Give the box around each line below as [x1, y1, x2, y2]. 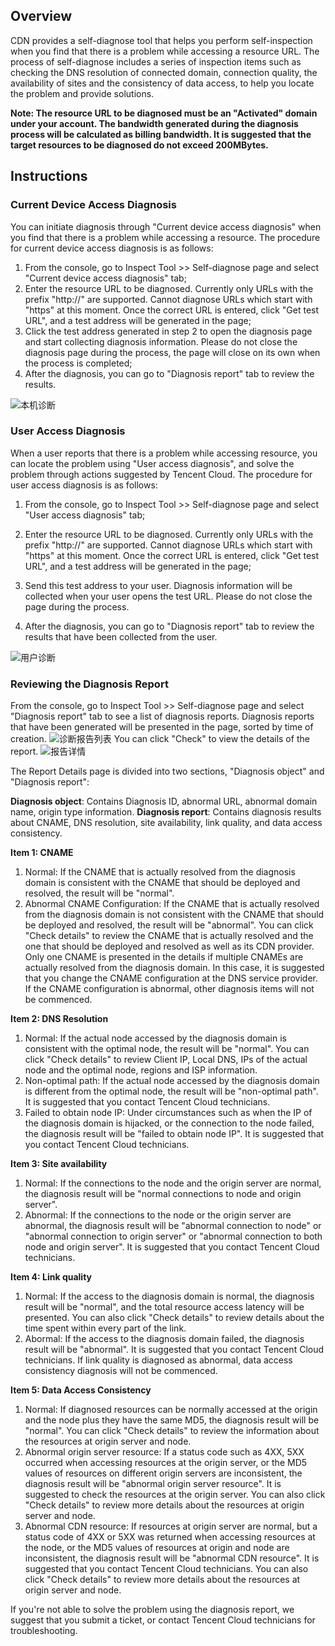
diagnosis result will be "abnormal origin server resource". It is [24, 1478, 282, 1490]
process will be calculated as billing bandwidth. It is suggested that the [10, 128, 312, 140]
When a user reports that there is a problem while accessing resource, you [10, 447, 318, 459]
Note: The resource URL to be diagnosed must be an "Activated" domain [10, 107, 318, 119]
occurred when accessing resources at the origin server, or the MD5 [24, 1457, 308, 1469]
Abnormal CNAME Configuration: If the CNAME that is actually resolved [24, 898, 320, 910]
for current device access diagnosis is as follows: [10, 242, 214, 254]
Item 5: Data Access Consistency [10, 1384, 152, 1396]
